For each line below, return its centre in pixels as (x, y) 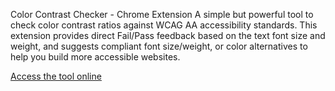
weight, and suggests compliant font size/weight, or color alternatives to (159, 46)
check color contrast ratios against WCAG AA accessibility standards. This (164, 25)
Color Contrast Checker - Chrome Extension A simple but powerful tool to (162, 14)
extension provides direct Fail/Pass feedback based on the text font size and (168, 35)
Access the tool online (56, 76)
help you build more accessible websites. (95, 57)
